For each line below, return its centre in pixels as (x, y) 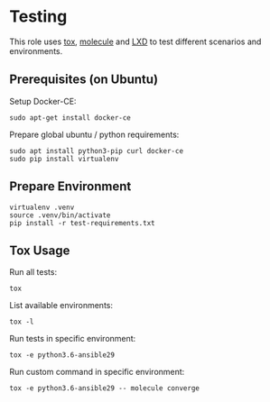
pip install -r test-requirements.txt (82, 223)
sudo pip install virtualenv (64, 159)
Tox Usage (40, 250)
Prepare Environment (70, 187)
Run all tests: (33, 272)
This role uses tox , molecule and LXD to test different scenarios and (135, 41)
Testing (38, 17)
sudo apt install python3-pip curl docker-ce (96, 151)
